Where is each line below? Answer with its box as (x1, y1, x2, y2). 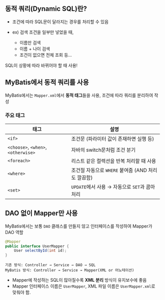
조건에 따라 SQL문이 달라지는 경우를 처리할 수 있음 (12, 19, 109, 25)
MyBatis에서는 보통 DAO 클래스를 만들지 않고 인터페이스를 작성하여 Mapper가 (5, 223, 153, 229)
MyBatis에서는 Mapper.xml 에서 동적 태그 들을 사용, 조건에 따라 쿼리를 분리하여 (5, 92, 153, 98)
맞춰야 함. (12, 290, 31, 296)
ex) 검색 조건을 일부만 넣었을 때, (12, 29, 74, 35)
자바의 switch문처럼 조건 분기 (71, 146, 136, 153)
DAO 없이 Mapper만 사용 (5, 209, 78, 218)
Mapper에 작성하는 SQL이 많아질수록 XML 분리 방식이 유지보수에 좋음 (12, 277, 147, 283)
